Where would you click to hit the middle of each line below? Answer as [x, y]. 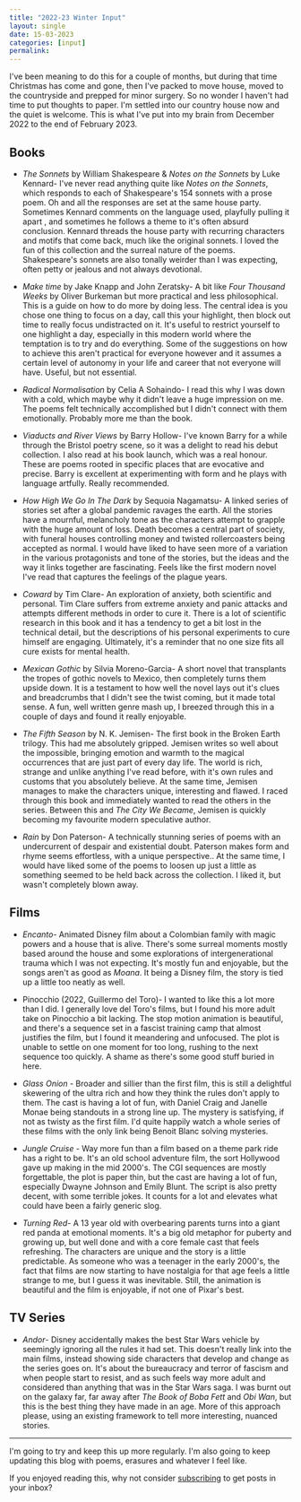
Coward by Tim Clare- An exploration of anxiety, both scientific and [146, 594]
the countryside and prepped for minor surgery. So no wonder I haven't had [149, 96]
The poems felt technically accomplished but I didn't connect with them [155, 408]
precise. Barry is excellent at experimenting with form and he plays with [154, 473]
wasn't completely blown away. [80, 884]
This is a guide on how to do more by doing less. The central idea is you [155, 305]
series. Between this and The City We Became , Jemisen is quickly [144, 810]
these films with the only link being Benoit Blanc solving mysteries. [145, 1131]
